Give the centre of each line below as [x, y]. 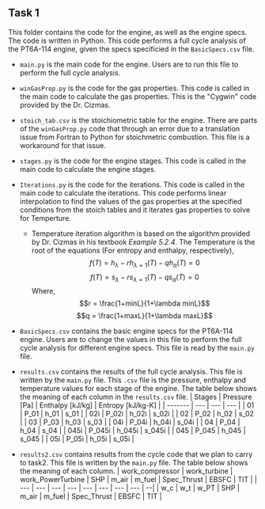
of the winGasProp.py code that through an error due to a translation [130, 128]
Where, [44, 291]
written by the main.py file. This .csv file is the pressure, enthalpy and [133, 380]
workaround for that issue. [63, 145]
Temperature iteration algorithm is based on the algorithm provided [141, 234]
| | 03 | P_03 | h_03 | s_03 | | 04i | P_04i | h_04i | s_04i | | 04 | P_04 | [130, 422]
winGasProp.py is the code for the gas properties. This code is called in [134, 88]
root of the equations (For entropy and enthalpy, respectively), [133, 250]
